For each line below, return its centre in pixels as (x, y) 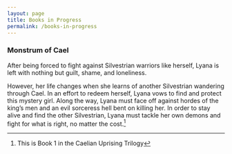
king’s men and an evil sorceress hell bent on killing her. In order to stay (109, 108)
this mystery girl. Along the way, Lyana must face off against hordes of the (113, 100)
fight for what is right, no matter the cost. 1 (67, 123)
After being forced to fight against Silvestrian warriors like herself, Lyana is (113, 65)
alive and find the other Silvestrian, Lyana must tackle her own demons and (114, 115)
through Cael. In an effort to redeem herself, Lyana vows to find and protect (115, 93)
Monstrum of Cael (38, 50)
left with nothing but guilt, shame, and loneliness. (77, 72)
